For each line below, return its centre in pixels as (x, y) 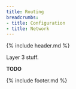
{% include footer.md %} (37, 81)
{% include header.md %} (38, 46)
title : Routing (25, 12)
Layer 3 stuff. (22, 57)
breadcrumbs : (22, 17)
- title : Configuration (36, 23)
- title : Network (28, 29)
